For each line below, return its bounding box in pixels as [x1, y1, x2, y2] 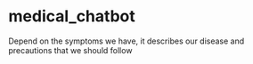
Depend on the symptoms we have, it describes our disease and [8, 36, 245, 46]
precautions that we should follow [8, 44, 133, 55]
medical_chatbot [8, 6, 135, 27]
